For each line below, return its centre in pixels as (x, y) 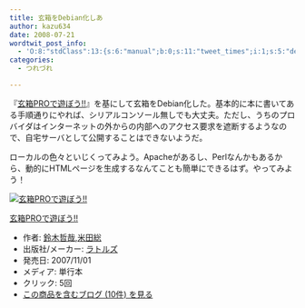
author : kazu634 (40, 26)
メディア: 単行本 (53, 271)
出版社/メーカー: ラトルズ (70, 248)
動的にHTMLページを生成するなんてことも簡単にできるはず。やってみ (155, 168)
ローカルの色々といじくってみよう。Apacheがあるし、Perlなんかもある (142, 156)
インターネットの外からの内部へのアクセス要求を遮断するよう (156, 126)
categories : (32, 60)
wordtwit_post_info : (49, 43)
